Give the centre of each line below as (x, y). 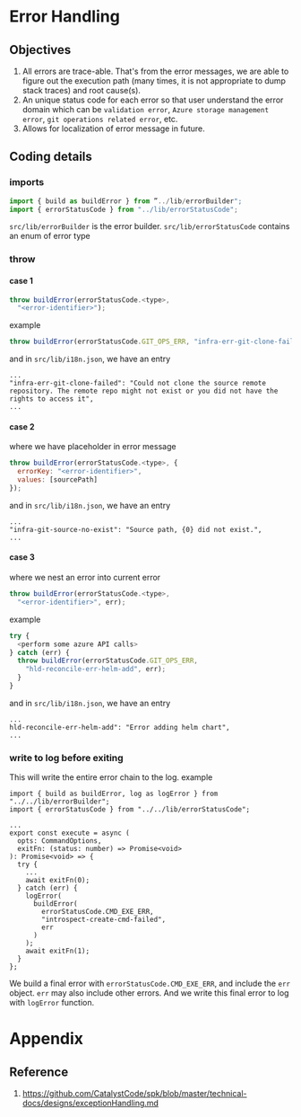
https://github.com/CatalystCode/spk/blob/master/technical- (135, 1094)
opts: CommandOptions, (60, 841)
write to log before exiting (66, 758)
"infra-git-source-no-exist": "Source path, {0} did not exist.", (136, 529)
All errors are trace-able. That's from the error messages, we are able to (155, 71)
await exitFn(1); (58, 951)
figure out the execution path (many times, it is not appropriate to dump (154, 81)
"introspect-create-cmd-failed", (104, 920)
